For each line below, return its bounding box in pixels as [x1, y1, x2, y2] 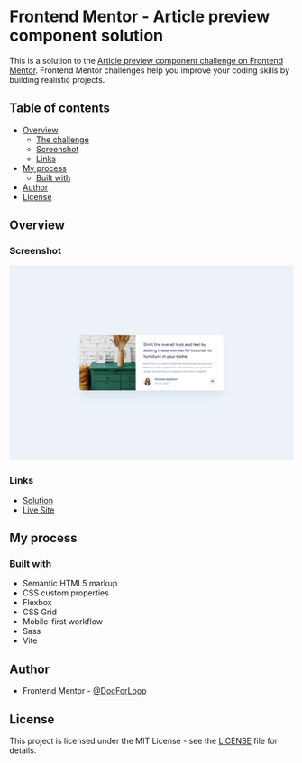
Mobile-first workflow [22, 616, 104, 627]
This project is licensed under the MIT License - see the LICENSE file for [9, 736, 278, 747]
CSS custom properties [22, 587, 110, 598]
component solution [9, 25, 164, 46]
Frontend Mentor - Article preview [9, 6, 270, 27]
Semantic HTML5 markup [22, 578, 118, 589]
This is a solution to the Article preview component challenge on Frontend [9, 55, 284, 66]
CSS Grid [22, 606, 57, 618]
